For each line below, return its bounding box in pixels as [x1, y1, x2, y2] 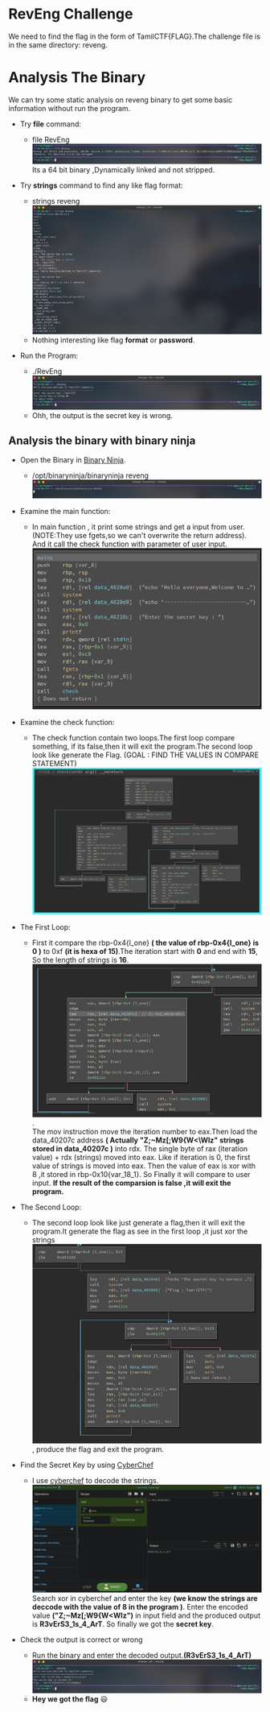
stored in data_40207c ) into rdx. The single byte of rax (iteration [31, 1143, 248, 1153]
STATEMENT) [31, 759, 78, 769]
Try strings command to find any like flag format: [19, 180, 183, 190]
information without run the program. [8, 103, 131, 113]
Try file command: [19, 118, 82, 129]
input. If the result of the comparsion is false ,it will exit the [31, 1178, 231, 1188]
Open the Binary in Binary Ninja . [19, 455, 126, 465]
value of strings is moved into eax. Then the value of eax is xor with [31, 1161, 256, 1171]
